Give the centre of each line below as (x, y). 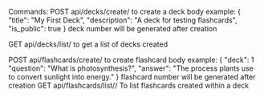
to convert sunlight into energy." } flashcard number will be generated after (132, 77)
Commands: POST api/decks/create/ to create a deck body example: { (125, 12)
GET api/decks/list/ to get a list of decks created (88, 44)
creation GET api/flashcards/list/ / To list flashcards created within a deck (129, 85)
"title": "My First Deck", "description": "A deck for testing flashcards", (123, 20)
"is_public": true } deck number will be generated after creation (113, 29)
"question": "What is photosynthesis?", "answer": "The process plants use (131, 68)
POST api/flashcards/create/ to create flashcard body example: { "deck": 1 (131, 60)
